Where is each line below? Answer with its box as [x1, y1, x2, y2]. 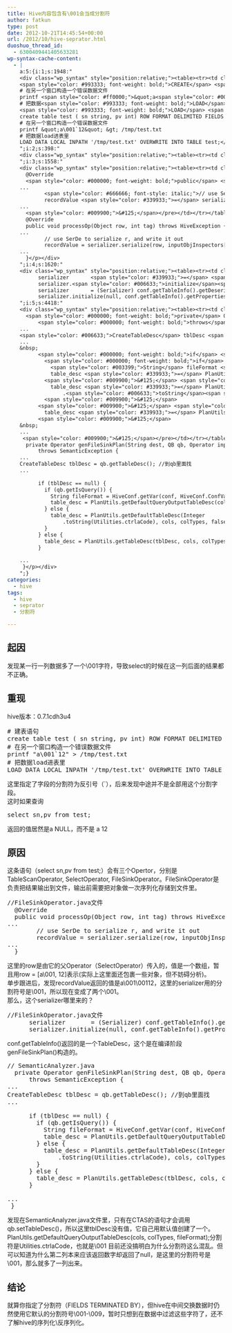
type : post [7, 23, 39, 30]
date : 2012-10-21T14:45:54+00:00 [7, 29, 104, 37]
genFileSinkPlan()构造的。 [7, 1048, 81, 1056]
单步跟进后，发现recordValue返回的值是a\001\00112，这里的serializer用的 [7, 979, 216, 987]
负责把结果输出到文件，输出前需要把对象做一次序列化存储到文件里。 [7, 884, 201, 892]
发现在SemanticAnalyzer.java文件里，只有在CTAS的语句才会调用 [7, 1216, 191, 1224]
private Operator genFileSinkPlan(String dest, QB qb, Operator [25, 441, 215, 448]
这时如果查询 [7, 797, 43, 805]
